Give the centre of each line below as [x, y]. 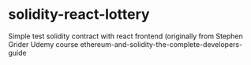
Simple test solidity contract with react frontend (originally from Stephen [126, 36]
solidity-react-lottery [79, 14]
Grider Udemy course [43, 44]
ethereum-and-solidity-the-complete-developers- [161, 44]
